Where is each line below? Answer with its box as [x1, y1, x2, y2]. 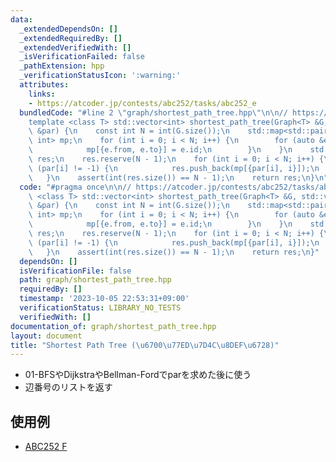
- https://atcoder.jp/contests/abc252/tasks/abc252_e [28, 98, 257, 108]
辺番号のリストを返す [24, 381, 113, 393]
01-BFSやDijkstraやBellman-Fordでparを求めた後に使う [24, 369, 252, 381]
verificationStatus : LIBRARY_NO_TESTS [19, 303, 182, 313]
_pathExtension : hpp [19, 61, 105, 71]
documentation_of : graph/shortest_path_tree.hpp [10, 321, 217, 331]
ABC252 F [24, 441, 68, 453]
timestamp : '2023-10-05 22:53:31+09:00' [19, 294, 190, 304]
